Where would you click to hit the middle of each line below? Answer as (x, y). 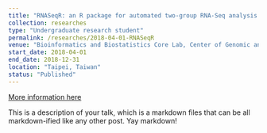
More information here (45, 97)
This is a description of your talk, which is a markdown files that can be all (129, 112)
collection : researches (48, 23)
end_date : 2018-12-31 (44, 60)
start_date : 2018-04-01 (48, 52)
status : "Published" (43, 74)
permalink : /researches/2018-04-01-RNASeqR (81, 38)
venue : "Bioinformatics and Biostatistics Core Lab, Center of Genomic (129, 45)
